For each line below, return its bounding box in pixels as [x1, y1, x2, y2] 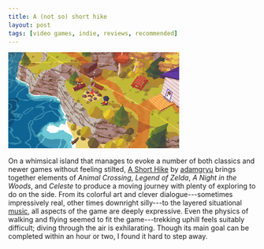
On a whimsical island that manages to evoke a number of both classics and [8, 156, 255, 165]
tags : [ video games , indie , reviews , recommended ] [8, 29, 178, 37]
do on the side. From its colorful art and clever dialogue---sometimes [8, 190, 233, 199]
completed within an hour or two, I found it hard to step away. [8, 232, 208, 241]
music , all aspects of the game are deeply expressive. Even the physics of [8, 206, 249, 216]
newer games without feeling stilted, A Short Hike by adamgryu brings [8, 165, 236, 174]
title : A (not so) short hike [8, 13, 108, 20]
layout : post [8, 20, 51, 29]
